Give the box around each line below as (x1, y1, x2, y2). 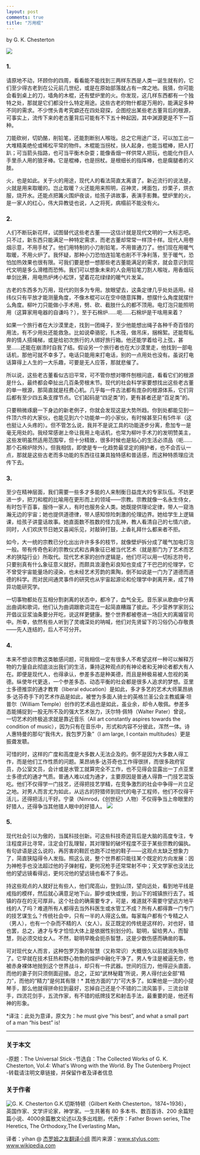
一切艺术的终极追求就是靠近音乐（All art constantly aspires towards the (6, 715, 181, 722)
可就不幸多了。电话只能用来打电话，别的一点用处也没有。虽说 (32, 351, 183, 359)
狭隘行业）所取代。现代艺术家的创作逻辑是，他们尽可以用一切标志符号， (16, 553, 194, 560)
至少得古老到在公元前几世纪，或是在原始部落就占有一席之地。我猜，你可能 (11, 84, 194, 91)
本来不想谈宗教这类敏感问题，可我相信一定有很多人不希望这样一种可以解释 (6, 655, 189, 663)
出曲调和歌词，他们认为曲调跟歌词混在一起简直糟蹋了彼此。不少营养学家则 (6, 603, 189, 611)
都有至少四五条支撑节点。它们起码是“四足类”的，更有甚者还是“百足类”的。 (11, 394, 193, 401)
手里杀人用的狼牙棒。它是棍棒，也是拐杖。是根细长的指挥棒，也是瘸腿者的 (6, 157, 189, 164)
